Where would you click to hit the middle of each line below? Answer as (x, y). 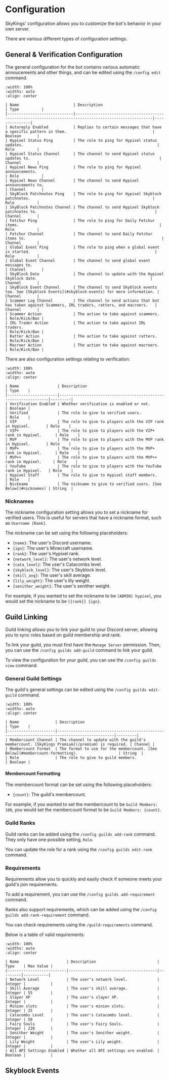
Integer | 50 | (29, 1019)
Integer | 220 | (29, 1028)
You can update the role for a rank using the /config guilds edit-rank (79, 849)
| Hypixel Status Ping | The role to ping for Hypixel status (81, 140)
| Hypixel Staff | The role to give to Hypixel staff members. (81, 475)
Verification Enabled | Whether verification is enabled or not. (80, 404)
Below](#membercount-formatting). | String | (74, 754)
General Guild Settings (34, 678)
